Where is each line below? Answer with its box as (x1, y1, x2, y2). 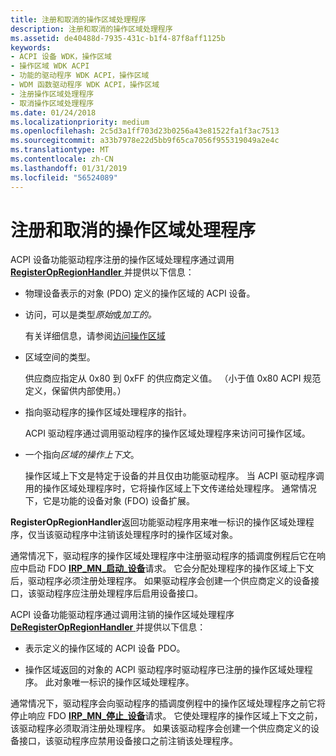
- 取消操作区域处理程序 (10, 98, 95, 108)
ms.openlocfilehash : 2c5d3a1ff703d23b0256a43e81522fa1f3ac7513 (10, 126, 280, 136)
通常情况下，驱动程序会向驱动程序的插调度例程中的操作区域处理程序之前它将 (10, 697, 326, 710)
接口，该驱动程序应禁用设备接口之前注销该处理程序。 (18, 735, 238, 747)
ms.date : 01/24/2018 (10, 107, 97, 118)
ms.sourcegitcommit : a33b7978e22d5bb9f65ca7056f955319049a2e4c (10, 136, 280, 146)
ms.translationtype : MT (10, 145, 110, 155)
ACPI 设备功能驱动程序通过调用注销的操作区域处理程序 (10, 609, 235, 621)
